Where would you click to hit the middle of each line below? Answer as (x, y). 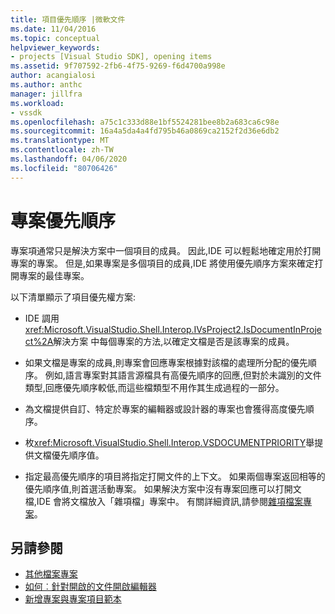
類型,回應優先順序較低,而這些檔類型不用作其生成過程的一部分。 (154, 387)
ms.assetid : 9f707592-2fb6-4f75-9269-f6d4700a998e (118, 66)
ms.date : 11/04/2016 (53, 29)
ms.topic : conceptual (55, 38)
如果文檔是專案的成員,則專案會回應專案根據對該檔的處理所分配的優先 (166, 362)
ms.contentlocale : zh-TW (62, 150)
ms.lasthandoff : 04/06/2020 (69, 159)
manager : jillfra (46, 94)
